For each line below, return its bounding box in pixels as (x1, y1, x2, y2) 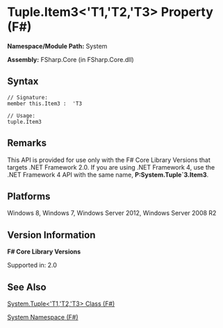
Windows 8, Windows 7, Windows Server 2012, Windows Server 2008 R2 (7, 209, 217, 218)
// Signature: (7, 94, 49, 101)
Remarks (7, 137, 47, 149)
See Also (7, 281, 47, 293)
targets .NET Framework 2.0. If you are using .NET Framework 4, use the (7, 163, 215, 171)
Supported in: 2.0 (7, 261, 58, 270)
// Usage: (7, 112, 36, 119)
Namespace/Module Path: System (7, 42, 108, 50)
